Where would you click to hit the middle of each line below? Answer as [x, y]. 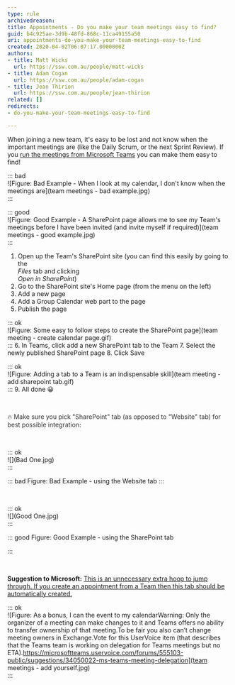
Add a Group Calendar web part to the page [82, 301]
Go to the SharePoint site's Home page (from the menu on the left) [114, 286]
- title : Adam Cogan [38, 73]
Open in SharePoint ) [47, 278]
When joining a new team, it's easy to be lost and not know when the [108, 139]
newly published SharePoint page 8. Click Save [76, 353]
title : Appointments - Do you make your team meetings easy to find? [112, 27]
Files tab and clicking [48, 271]
